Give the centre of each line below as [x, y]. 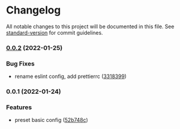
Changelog [33, 10]
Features [19, 107]
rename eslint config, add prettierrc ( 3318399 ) [71, 76]
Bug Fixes [21, 63]
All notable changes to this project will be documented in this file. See [90, 26]
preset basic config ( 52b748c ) [51, 120]
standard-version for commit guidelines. [55, 32]
